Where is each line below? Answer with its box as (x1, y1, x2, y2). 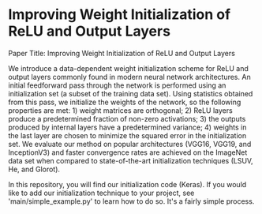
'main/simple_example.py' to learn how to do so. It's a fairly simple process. (8, 196, 255, 206)
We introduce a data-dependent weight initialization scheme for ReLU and (8, 63, 249, 73)
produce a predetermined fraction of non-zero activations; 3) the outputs (8, 114, 246, 123)
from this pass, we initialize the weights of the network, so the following (8, 97, 241, 107)
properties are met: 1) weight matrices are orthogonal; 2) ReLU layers (8, 105, 233, 115)
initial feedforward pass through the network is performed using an (8, 81, 226, 90)
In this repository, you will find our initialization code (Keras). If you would (8, 179, 247, 189)
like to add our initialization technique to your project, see (8, 188, 195, 197)
